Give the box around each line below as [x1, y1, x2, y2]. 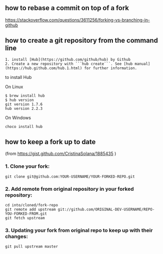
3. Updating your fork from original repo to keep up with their [5, 227, 153, 233]
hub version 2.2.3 [5, 106, 43, 111]
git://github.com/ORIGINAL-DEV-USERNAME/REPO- [57, 207, 155, 212]
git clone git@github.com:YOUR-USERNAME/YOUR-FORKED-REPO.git [5, 174, 135, 179]
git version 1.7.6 [5, 102, 43, 107]
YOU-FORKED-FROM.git [5, 211, 48, 216]
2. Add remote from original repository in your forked [5, 185, 134, 192]
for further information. [84, 66, 137, 71]
